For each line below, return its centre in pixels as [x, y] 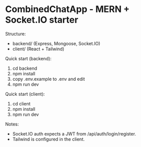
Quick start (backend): [28, 58]
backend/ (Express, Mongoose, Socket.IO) [56, 43]
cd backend [25, 68]
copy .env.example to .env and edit [49, 79]
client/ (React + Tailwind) [38, 49]
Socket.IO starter [42, 20]
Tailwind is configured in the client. [48, 139]
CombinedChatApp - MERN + [67, 9]
